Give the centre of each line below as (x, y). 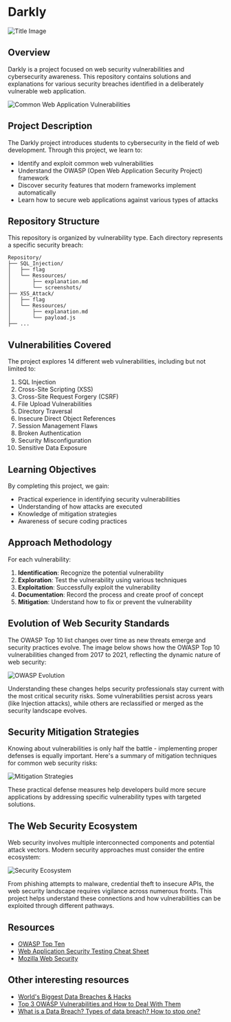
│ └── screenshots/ (45, 288)
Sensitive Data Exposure (52, 448)
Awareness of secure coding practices (73, 521)
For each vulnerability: (40, 559)
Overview (29, 53)
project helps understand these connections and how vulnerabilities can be (114, 898)
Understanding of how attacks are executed (80, 507)
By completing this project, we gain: (58, 486)
